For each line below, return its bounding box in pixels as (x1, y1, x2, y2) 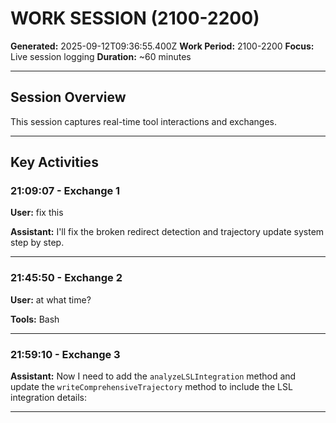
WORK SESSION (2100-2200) (10, 7, 260, 30)
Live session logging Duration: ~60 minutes (10, 50, 192, 62)
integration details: (10, 392, 88, 404)
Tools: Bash (10, 313, 60, 325)
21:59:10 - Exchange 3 (10, 347, 121, 361)
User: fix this (10, 207, 64, 219)
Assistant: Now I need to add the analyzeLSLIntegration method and (10, 370, 297, 382)
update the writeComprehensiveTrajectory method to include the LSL (10, 381, 293, 393)
